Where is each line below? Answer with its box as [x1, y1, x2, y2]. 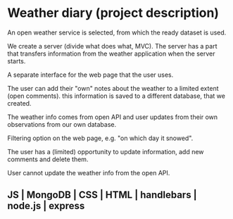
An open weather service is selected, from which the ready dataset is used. [7, 28, 227, 37]
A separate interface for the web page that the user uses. [7, 70, 174, 79]
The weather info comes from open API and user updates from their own [7, 113, 218, 121]
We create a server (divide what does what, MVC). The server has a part [7, 42, 218, 50]
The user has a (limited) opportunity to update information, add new [7, 147, 204, 156]
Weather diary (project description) [7, 5, 220, 21]
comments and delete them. [7, 155, 89, 163]
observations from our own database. [7, 120, 117, 128]
